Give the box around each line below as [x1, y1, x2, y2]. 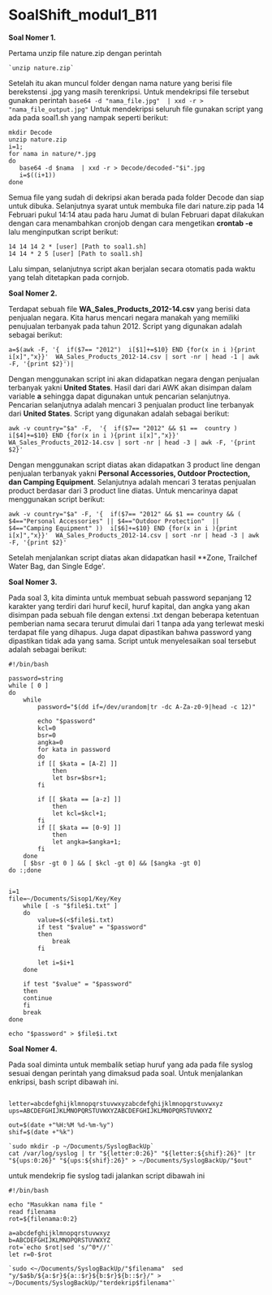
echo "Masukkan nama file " [8, 1200, 104, 1209]
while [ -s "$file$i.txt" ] [23, 901, 118, 910]
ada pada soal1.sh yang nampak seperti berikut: [8, 112, 169, 123]
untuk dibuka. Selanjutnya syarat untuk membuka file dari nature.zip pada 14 [8, 201, 265, 210]
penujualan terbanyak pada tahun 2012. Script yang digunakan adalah [8, 321, 242, 330]
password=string [8, 674, 63, 683]
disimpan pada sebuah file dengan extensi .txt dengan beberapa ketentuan [8, 610, 260, 619]
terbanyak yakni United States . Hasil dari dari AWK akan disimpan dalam [8, 382, 252, 392]
